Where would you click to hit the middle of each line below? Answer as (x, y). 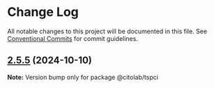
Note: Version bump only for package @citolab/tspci (83, 77)
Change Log (43, 12)
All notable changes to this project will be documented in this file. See (107, 31)
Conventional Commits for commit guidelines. (72, 38)
